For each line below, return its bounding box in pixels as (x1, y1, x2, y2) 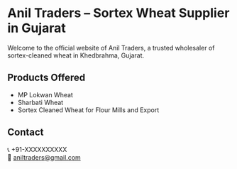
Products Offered (7, 72, 86, 84)
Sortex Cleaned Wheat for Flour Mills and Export (17, 105, 160, 114)
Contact (7, 126, 44, 138)
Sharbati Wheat (17, 98, 64, 107)
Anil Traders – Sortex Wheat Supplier (7, 5, 230, 21)
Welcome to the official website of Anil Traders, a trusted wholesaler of (7, 43, 215, 52)
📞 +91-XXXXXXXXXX (7, 145, 67, 153)
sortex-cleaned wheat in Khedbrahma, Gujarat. (7, 51, 145, 60)
